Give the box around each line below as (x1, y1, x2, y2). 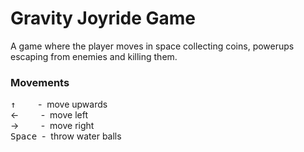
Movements (10, 75, 70, 89)
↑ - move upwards (10, 98, 108, 111)
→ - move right (10, 120, 95, 132)
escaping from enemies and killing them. (10, 50, 178, 62)
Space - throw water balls (10, 130, 122, 142)
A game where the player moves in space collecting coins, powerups (10, 40, 295, 52)
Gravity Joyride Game (10, 7, 197, 30)
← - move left (10, 109, 89, 121)
